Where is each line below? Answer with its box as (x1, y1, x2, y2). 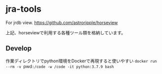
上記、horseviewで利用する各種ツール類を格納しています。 (5, 29, 126, 35)
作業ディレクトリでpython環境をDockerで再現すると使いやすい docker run (5, 58, 157, 64)
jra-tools (5, 3, 41, 15)
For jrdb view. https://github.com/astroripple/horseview (5, 20, 118, 25)
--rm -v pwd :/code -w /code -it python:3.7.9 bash (5, 63, 114, 69)
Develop (5, 44, 32, 52)
